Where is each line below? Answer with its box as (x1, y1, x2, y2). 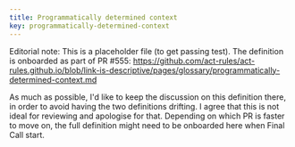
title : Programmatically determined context (9, 12, 178, 22)
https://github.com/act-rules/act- (132, 55, 256, 66)
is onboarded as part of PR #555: (9, 55, 131, 66)
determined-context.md (9, 74, 97, 85)
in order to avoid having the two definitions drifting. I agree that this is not (9, 101, 280, 111)
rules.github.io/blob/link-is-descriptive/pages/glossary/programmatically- (9, 64, 281, 76)
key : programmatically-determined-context (9, 21, 170, 30)
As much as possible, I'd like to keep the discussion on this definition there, (9, 91, 286, 102)
